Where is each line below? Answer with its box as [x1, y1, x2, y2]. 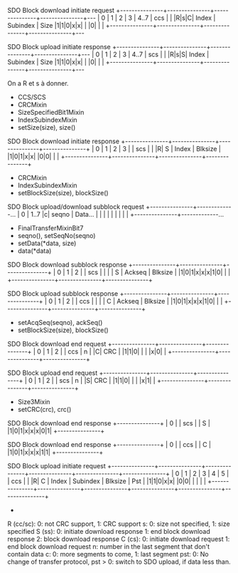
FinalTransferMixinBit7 [17, 224, 84, 232]
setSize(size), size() [17, 123, 76, 131]
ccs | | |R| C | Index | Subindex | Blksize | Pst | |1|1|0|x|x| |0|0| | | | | [11, 477, 206, 485]
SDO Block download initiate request [7, 6, 115, 14]
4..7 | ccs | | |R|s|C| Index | [137, 14, 216, 22]
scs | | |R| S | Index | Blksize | [135, 145, 222, 153]
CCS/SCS [17, 93, 46, 101]
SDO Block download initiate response [7, 137, 119, 145]
